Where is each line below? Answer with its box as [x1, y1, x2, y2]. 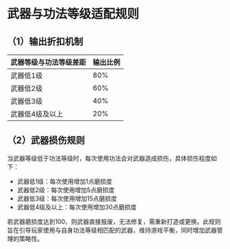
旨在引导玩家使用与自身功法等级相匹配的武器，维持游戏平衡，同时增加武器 [7, 226, 217, 234]
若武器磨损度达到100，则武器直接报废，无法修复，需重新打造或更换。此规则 [7, 217, 221, 226]
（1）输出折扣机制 [7, 36, 84, 47]
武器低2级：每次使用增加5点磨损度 [16, 185, 115, 194]
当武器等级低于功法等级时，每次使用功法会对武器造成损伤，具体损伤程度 [7, 154, 211, 162]
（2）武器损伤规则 [7, 135, 86, 146]
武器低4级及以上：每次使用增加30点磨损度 [16, 202, 137, 211]
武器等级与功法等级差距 [10, 57, 87, 67]
